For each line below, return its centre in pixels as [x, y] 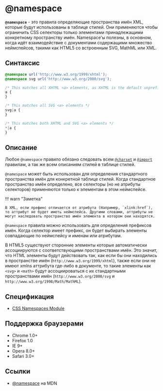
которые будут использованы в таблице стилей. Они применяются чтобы [81, 27]
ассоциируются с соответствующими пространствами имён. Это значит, [81, 250]
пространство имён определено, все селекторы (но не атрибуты [73, 184]
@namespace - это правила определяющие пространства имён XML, [74, 22]
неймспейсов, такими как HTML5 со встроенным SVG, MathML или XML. [81, 48]
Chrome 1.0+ [25, 335]
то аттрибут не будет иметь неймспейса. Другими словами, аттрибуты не [79, 212]
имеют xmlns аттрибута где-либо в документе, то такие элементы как [78, 266]
